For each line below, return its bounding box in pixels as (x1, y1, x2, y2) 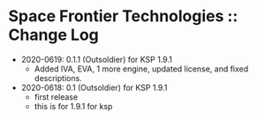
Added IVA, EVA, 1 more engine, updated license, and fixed (34, 64, 249, 74)
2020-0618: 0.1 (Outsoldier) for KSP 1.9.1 (20, 82, 168, 93)
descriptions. (34, 72, 83, 83)
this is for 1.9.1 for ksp (34, 101, 113, 111)
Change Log (8, 25, 99, 45)
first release (34, 91, 79, 102)
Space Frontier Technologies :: (8, 6, 238, 26)
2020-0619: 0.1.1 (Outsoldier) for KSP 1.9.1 (20, 54, 173, 64)
